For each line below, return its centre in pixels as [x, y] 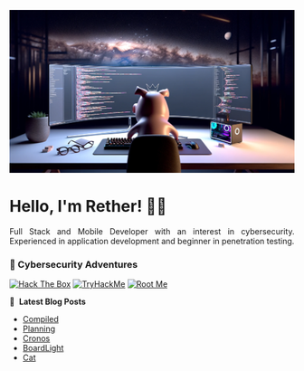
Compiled [40, 319]
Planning [39, 329]
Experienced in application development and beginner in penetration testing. [152, 241]
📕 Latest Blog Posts [47, 302]
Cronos [36, 338]
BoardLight [43, 348]
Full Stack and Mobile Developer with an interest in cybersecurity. [152, 231]
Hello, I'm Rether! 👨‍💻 [88, 207]
